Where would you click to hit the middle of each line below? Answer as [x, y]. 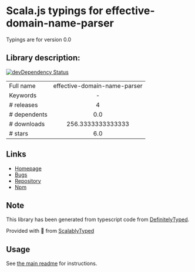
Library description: [43, 58]
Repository [28, 181]
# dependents [28, 114]
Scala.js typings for [55, 11]
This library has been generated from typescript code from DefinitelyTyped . [98, 220]
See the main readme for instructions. [52, 263]
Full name [23, 86]
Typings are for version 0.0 [39, 39]
